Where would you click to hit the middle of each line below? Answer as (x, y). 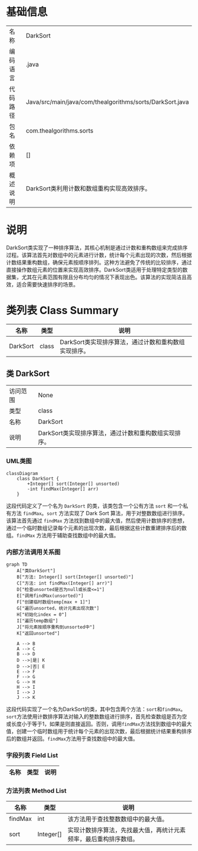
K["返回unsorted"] (38, 634)
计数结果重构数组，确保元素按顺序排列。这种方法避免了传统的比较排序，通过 (99, 262)
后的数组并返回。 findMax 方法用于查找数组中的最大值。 (72, 739)
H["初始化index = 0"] (42, 615)
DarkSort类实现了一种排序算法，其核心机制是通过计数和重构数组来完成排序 (97, 248)
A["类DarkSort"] (36, 571)
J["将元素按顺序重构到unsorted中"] (56, 627)
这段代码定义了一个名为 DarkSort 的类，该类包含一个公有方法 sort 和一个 (95, 506)
